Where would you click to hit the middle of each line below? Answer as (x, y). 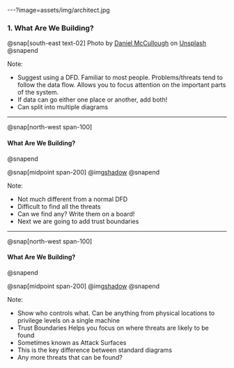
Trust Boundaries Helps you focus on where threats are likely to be (113, 328)
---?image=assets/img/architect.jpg (58, 10)
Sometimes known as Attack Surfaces (72, 342)
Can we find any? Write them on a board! (76, 214)
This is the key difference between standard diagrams (95, 350)
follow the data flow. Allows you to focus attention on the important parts (122, 85)
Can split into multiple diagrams (63, 107)
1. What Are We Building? (50, 28)
